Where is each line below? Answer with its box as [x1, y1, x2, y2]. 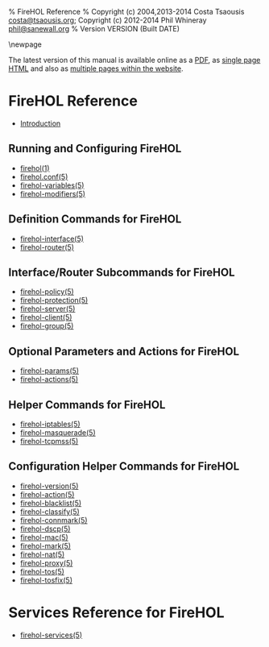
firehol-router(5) [19, 242, 75, 252]
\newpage [8, 39, 43, 49]
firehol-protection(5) [19, 296, 89, 305]
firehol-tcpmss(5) [19, 437, 79, 446]
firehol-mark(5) [19, 541, 71, 550]
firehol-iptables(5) [19, 419, 81, 429]
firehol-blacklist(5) [19, 498, 82, 508]
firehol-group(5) [19, 321, 74, 331]
